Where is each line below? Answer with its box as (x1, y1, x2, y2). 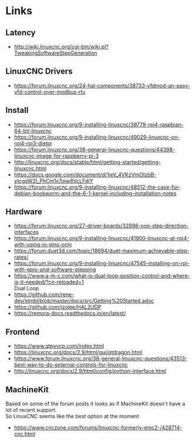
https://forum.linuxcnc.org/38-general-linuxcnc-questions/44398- (13, 146, 175, 153)
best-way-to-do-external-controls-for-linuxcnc (13, 361, 129, 368)
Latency (5, 28, 36, 38)
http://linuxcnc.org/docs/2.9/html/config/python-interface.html (13, 368, 167, 375)
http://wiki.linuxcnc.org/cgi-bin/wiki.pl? (13, 43, 109, 50)
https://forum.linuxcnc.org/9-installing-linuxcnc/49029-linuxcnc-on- (13, 134, 180, 141)
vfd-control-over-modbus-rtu (13, 88, 86, 95)
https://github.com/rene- (13, 291, 75, 298)
